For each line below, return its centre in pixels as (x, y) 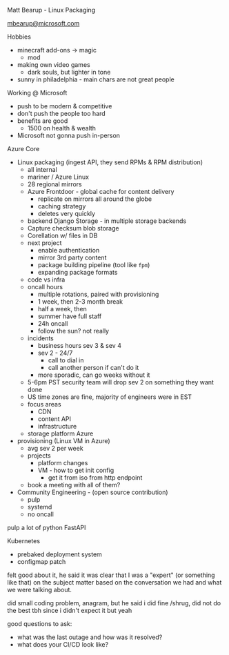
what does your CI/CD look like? (63, 644)
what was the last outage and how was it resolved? (90, 637)
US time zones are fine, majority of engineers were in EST (109, 397)
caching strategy (62, 206)
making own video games (54, 65)
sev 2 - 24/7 (55, 353)
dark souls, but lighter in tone (69, 72)
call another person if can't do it (93, 368)
